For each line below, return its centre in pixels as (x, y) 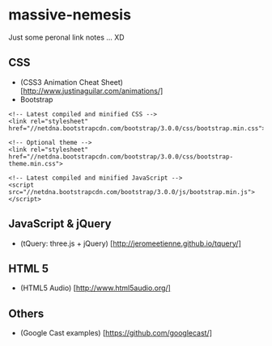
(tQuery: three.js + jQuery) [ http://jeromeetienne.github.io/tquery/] (130, 243)
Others (26, 313)
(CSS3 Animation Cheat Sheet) (72, 82)
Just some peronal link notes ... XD (66, 37)
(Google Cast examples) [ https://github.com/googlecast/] (116, 333)
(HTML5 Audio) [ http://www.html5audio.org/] (96, 288)
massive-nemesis (70, 15)
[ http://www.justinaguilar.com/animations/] (91, 91)
